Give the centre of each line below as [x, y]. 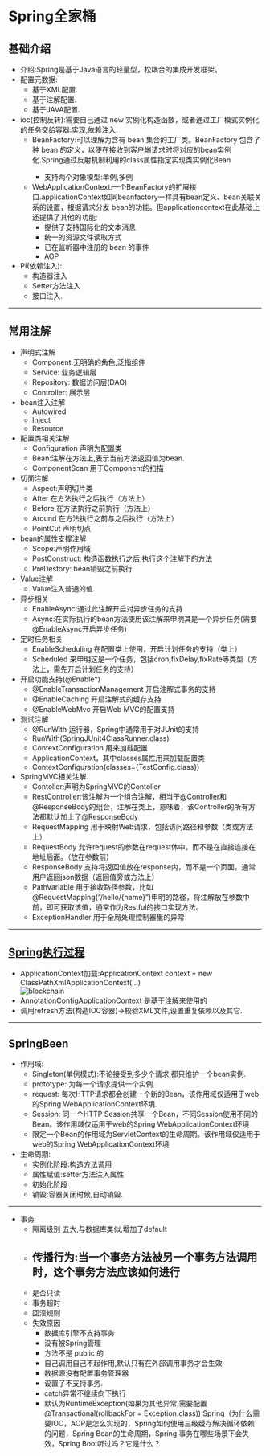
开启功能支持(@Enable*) [60, 679]
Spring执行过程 [47, 953]
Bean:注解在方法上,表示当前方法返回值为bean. [108, 458]
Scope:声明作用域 [61, 548]
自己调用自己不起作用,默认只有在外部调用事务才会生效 [133, 1364]
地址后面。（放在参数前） [73, 857]
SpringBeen [39, 1044]
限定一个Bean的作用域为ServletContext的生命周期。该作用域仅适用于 [146, 1135]
